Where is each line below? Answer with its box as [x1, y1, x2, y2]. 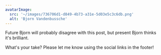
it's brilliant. [5, 35, 29, 41]
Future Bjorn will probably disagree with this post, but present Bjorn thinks [5, 30, 157, 36]
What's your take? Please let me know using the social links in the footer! [5, 45, 154, 51]
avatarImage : [5, 7, 32, 12]
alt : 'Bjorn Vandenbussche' [9, 16, 68, 21]
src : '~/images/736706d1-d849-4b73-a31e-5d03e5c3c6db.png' [9, 12, 134, 17]
